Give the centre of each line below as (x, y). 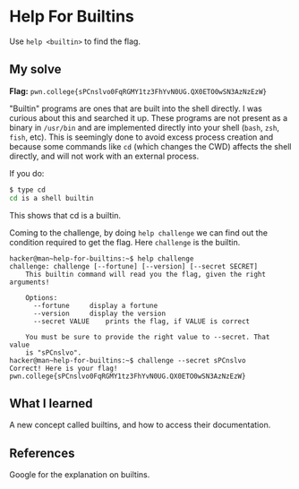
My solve (35, 69)
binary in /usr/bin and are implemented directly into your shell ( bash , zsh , (145, 127)
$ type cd (28, 190)
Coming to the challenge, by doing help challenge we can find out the (139, 232)
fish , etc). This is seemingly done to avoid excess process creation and (141, 137)
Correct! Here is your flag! (64, 368)
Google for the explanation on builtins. (80, 475)
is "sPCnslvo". (54, 352)
